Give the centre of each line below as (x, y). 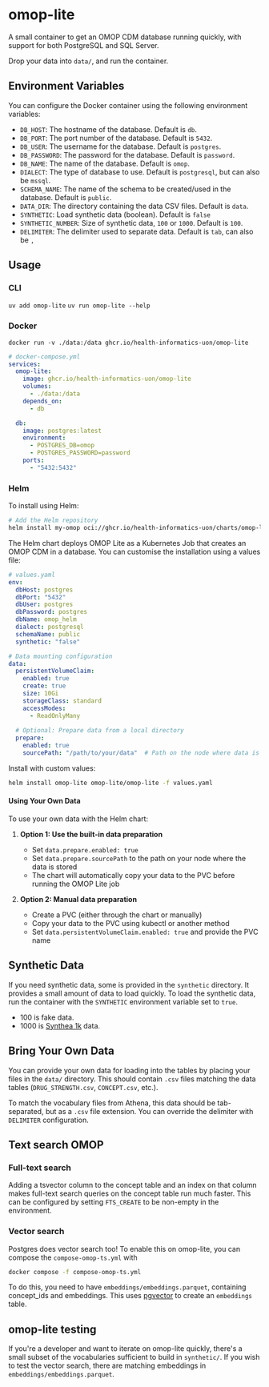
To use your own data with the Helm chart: (78, 819)
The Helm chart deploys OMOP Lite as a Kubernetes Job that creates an (127, 543)
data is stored (54, 867)
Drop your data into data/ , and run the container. (88, 61)
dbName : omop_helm (46, 619)
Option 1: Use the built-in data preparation (91, 834)
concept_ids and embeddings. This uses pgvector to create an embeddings (130, 1296)
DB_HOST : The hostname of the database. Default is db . (108, 129)
